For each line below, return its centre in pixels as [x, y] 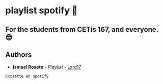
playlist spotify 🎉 [42, 10]
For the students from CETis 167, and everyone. [82, 29]
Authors [19, 55]
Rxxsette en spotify [27, 76]
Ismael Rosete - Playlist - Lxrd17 [47, 67]
